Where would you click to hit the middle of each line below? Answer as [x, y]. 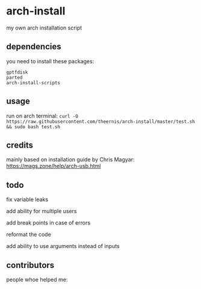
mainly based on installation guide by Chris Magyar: [70, 160]
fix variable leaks [27, 199]
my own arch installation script [44, 28]
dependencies [34, 47]
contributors [30, 265]
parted [14, 77]
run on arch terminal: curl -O [42, 116]
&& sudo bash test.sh [33, 127]
